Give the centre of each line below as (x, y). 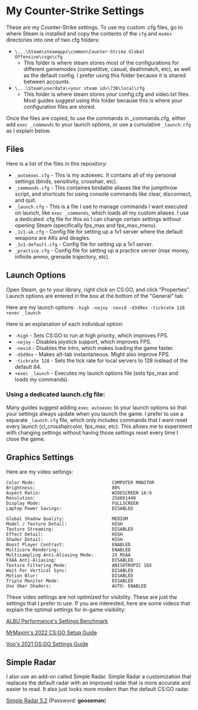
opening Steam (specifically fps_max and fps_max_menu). (86, 225)
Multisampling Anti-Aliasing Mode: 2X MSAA (69, 555)
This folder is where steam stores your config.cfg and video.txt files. (107, 94)
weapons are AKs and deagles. (53, 238)
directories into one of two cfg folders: (53, 40)
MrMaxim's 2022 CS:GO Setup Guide (52, 632)
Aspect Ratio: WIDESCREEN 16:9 (79, 493)
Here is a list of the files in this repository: (57, 163)
